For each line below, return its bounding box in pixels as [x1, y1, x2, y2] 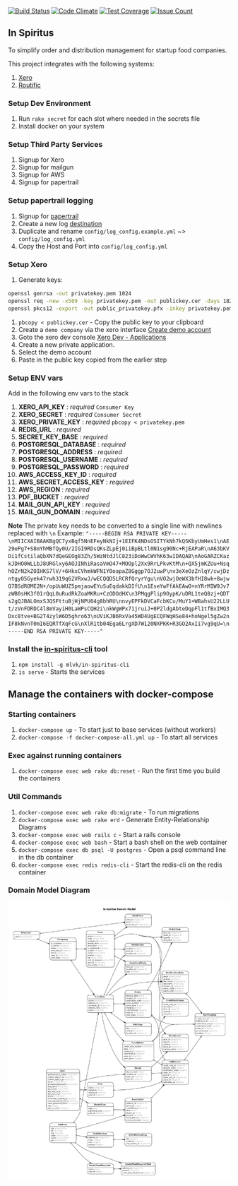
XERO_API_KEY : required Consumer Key [18, 403, 135, 411]
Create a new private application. [18, 340, 115, 349]
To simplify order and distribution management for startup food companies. [8, 46, 227, 54]
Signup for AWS [18, 170, 65, 179]
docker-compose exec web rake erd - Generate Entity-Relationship [18, 815, 210, 824]
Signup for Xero [18, 155, 64, 164]
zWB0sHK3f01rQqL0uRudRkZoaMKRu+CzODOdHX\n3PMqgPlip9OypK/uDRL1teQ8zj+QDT [8, 590, 230, 597]
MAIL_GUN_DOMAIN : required [18, 507, 110, 516]
